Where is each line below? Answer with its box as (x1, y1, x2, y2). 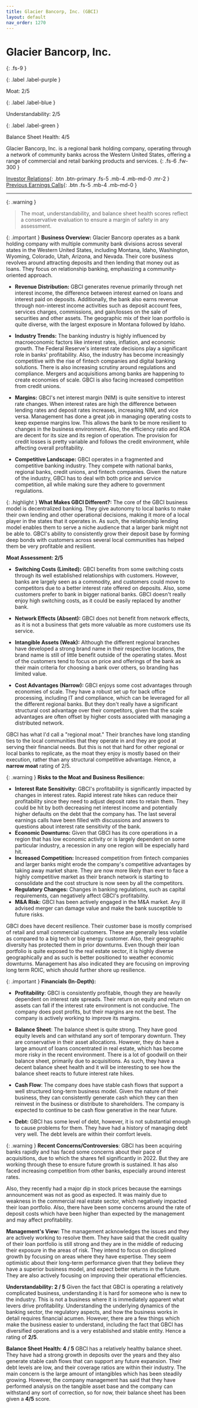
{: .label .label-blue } (6, 99, 56, 106)
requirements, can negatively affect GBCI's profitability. (14, 892, 150, 899)
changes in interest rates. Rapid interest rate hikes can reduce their (14, 792, 178, 799)
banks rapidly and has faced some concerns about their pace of (6, 1148, 162, 1155)
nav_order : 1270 (6, 20, 46, 25)
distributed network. (14, 719, 64, 726)
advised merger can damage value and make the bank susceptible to (14, 905, 183, 912)
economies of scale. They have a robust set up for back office (14, 688, 166, 695)
